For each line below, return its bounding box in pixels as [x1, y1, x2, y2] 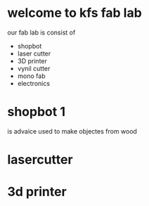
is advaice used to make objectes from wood [7, 127, 137, 135]
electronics [17, 79, 51, 87]
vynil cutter [17, 64, 51, 72]
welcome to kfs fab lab [7, 5, 142, 21]
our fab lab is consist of [7, 28, 76, 37]
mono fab [17, 72, 46, 80]
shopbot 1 [7, 104, 65, 120]
